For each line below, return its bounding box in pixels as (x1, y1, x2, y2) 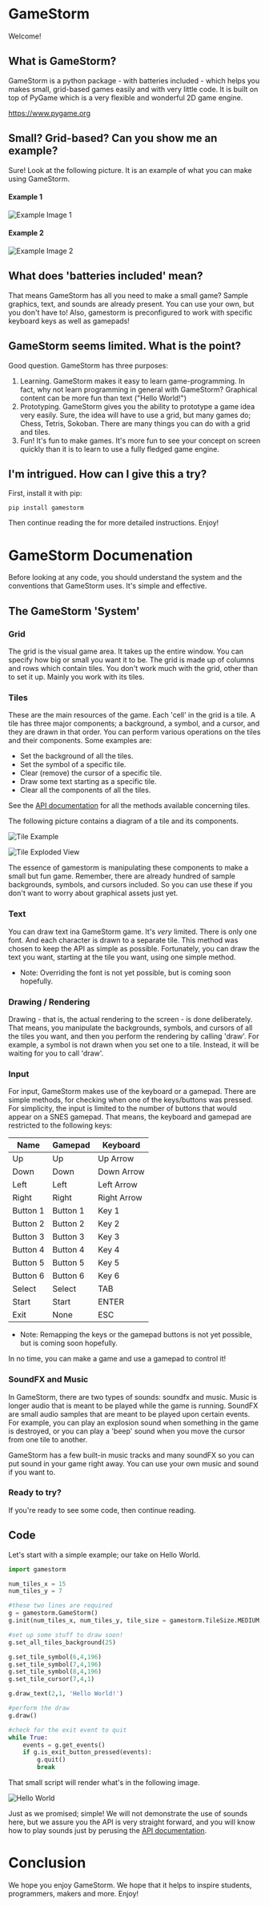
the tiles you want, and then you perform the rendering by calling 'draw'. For (8, 1031, 259, 1041)
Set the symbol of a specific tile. (19, 760, 126, 770)
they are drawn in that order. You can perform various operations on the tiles (8, 727, 261, 737)
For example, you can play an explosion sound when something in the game (8, 1417, 259, 1427)
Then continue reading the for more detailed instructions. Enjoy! (8, 518, 219, 528)
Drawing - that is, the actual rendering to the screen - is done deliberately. (8, 1014, 253, 1023)
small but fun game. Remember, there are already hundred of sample (8, 871, 236, 881)
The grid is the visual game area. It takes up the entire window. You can (8, 646, 244, 657)
